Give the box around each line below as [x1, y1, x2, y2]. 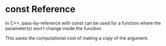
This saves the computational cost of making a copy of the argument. [5, 35, 149, 41]
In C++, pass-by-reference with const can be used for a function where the [5, 20, 161, 26]
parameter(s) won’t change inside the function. [5, 25, 103, 31]
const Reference [5, 3, 76, 15]
